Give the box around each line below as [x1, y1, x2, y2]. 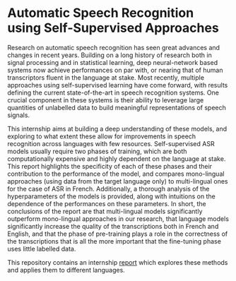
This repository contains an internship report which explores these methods [7, 258, 228, 266]
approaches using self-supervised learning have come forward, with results [7, 80, 228, 89]
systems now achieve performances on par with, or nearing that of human [7, 66, 223, 74]
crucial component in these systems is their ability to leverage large [7, 95, 204, 104]
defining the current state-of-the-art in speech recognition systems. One [7, 88, 219, 97]
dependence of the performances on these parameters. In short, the [7, 199, 206, 208]
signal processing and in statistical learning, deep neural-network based [7, 58, 218, 66]
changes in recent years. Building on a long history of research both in [7, 51, 212, 59]
